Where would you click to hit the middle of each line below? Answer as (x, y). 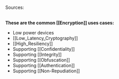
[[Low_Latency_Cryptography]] (45, 38)
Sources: (15, 7)
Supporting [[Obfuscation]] (41, 60)
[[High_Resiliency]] (33, 44)
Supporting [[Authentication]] (44, 65)
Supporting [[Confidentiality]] (44, 49)
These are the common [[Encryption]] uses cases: (60, 23)
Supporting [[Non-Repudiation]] (46, 71)
